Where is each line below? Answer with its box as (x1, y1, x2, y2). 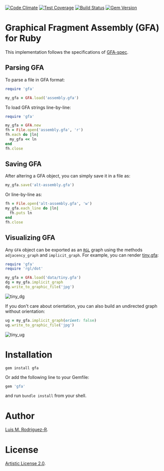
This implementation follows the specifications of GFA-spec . (5, 49, 129, 55)
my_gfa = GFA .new (5, 123, 41, 128)
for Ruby (5, 33, 41, 44)
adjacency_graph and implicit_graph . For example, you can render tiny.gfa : (5, 252, 159, 258)
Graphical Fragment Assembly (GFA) (5, 22, 160, 33)
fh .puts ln (9, 210, 32, 216)
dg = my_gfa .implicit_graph (5, 280, 64, 285)
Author (5, 410, 35, 421)
